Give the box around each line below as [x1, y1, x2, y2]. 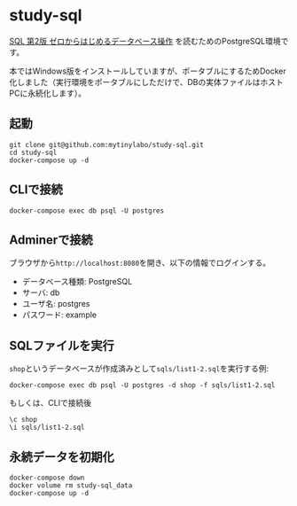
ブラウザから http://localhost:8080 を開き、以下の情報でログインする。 [9, 258, 271, 269]
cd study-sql [9, 148, 58, 157]
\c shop [9, 416, 38, 424]
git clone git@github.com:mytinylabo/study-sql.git [9, 140, 204, 149]
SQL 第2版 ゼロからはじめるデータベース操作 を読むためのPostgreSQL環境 [9, 35, 281, 46]
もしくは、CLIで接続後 [9, 398, 91, 409]
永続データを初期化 [9, 449, 114, 464]
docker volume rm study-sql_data [9, 481, 133, 490]
